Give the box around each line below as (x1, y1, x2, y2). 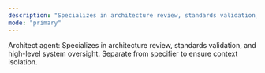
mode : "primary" (8, 19, 62, 27)
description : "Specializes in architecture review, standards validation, (8, 11, 259, 20)
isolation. (8, 57, 38, 67)
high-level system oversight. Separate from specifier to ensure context (8, 49, 238, 58)
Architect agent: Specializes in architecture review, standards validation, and (8, 40, 256, 49)
